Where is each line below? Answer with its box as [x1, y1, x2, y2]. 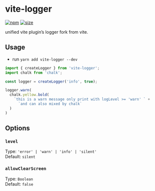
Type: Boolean [5, 176, 33, 182]
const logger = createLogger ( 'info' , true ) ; [5, 79, 98, 84]
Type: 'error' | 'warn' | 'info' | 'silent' [5, 149, 97, 154]
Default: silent [5, 154, 36, 160]
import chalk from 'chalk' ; [5, 70, 63, 75]
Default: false [5, 181, 33, 187]
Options [5, 124, 30, 132]
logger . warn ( [5, 88, 32, 93]
